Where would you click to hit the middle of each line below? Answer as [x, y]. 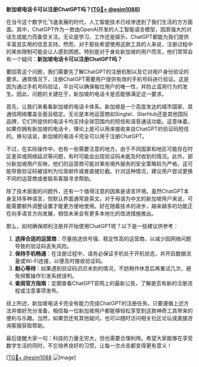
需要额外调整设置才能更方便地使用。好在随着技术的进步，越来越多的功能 [99, 206]
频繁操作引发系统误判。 [49, 276]
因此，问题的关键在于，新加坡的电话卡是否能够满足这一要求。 [92, 94]
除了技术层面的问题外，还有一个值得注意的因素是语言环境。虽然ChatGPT [95, 191]
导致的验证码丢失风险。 [43, 246]
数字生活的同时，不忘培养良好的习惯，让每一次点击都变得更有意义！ [89, 346]
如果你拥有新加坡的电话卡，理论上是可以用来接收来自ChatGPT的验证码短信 [98, 129]
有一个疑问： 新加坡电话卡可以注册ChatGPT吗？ [64, 59]
